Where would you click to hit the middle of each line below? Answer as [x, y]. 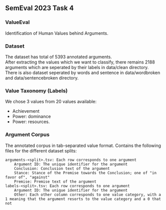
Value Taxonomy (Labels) [37, 90]
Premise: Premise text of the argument [55, 181]
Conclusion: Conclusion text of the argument [62, 168]
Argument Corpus [27, 135]
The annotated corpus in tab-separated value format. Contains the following [83, 145]
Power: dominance [32, 117]
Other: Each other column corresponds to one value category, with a [88, 195]
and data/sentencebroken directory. [42, 78]
